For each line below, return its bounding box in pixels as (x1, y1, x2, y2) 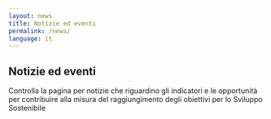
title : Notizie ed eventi (8, 19, 96, 28)
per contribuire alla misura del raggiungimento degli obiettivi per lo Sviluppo (8, 95, 263, 104)
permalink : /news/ (8, 27, 71, 35)
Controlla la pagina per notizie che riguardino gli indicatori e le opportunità (8, 86, 258, 96)
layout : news (8, 11, 53, 20)
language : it (8, 34, 53, 43)
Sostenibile (8, 103, 46, 113)
